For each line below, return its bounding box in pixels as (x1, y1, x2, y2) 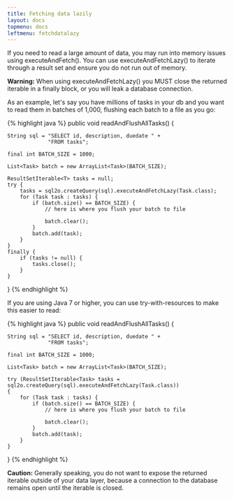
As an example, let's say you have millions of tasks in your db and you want (7, 98, 225, 107)
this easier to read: (7, 306, 61, 315)
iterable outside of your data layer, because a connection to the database (7, 476, 218, 485)
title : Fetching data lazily (7, 10, 92, 17)
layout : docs (7, 17, 45, 24)
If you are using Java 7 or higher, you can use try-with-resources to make (7, 299, 219, 307)
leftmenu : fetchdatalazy (7, 29, 80, 37)
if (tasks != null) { (20, 255, 82, 262)
